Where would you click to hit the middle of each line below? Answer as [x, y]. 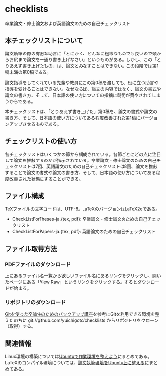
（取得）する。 [20, 326]
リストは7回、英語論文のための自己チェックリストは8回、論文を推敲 [88, 166]
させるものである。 [42, 124]
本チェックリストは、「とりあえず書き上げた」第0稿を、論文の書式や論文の [81, 111]
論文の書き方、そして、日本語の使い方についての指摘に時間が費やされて [79, 95]
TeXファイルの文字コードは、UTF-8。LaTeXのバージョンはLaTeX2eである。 [83, 209]
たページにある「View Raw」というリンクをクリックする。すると [71, 282]
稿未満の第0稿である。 [28, 72]
